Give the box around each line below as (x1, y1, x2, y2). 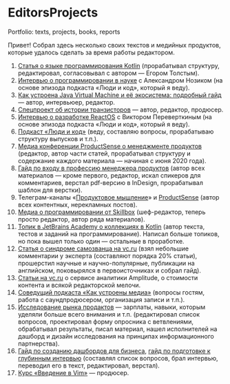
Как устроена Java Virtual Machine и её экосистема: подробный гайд (17, 91, 222, 99)
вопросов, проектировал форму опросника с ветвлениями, (17, 317, 194, 326)
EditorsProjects (8, 5, 98, 21)
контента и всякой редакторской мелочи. (17, 281, 141, 289)
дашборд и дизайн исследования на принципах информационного (17, 332, 214, 340)
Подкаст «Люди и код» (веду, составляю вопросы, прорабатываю (17, 127, 214, 136)
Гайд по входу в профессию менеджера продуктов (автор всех (17, 164, 205, 172)
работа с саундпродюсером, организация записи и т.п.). (17, 295, 185, 303)
